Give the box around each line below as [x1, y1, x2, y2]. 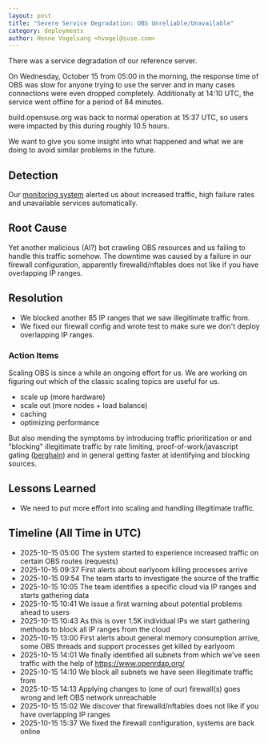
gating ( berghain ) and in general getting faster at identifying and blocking [8, 450, 250, 459]
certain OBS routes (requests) [19, 556, 118, 566]
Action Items [8, 349, 59, 361]
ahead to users [19, 607, 70, 617]
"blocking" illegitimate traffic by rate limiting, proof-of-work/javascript [8, 442, 238, 451]
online [19, 726, 41, 736]
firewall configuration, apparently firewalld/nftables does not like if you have [8, 260, 259, 269]
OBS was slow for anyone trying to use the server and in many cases [8, 80, 236, 90]
